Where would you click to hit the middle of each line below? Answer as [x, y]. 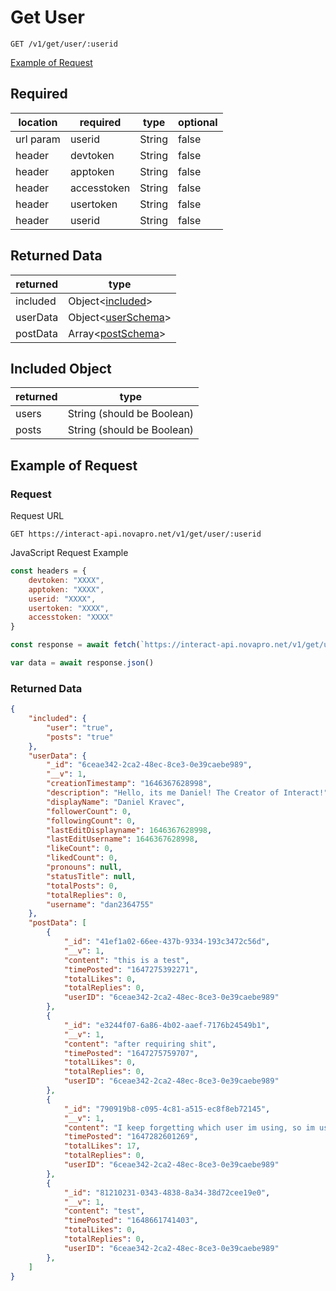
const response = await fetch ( [75, 645]
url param [38, 139]
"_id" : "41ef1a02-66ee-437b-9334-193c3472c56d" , [167, 942]
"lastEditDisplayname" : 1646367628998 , [129, 830]
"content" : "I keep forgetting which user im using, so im [189, 1127]
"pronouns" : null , [84, 867]
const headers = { [48, 571]
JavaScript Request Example [69, 553]
